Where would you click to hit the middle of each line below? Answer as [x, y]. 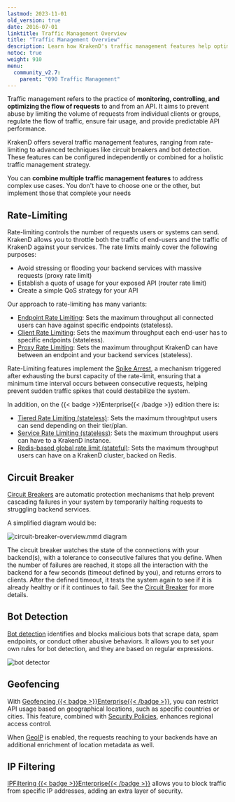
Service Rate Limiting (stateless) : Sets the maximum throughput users [118, 433]
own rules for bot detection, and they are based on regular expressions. [111, 648]
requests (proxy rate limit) [55, 276]
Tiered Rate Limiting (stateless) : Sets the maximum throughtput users [117, 418]
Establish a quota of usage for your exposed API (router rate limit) [112, 283]
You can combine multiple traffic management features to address [105, 178]
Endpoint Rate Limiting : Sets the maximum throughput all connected [115, 318]
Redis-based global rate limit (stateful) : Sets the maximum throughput [118, 448]
